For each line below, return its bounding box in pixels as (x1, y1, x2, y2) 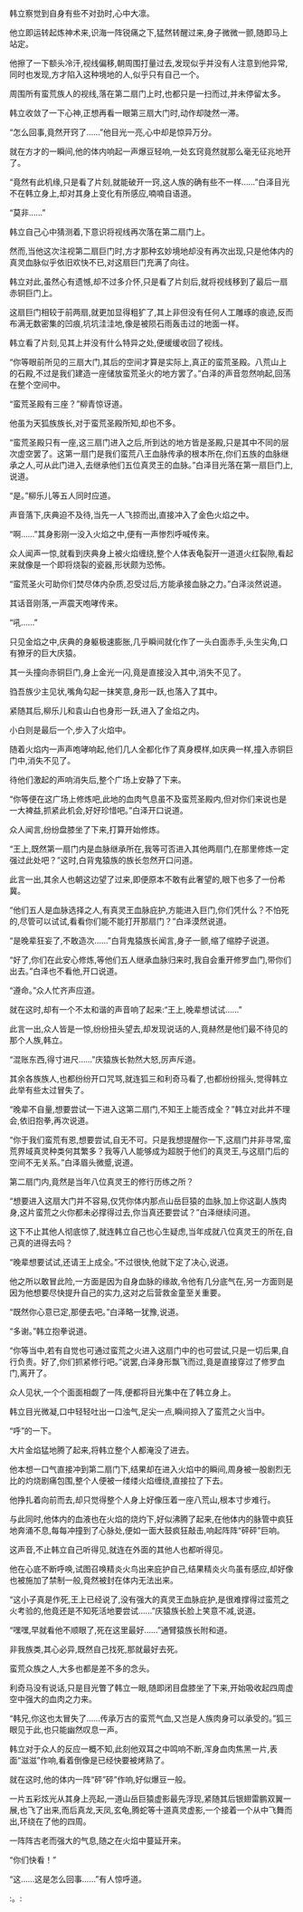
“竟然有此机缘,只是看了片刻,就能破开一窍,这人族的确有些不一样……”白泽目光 (9, 177, 290, 187)
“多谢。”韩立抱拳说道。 (9, 1326, 92, 1336)
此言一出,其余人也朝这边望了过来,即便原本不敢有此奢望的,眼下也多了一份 (9, 874, 279, 885)
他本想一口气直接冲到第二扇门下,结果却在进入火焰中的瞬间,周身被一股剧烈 (9, 1464, 284, 1475)
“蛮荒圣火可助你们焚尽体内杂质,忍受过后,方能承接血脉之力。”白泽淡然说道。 (9, 579, 287, 589)
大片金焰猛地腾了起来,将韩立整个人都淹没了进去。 (9, 1445, 194, 1456)
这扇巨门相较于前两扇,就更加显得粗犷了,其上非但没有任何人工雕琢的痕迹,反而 (9, 307, 294, 317)
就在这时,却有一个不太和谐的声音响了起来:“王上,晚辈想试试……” (9, 1004, 242, 1014)
